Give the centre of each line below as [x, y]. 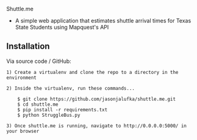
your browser [23, 131]
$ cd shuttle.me [38, 104]
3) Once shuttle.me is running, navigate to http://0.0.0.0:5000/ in [97, 126]
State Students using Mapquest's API [62, 27]
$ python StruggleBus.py [49, 115]
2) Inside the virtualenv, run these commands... [71, 88]
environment [21, 78]
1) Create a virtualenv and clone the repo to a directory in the [92, 72]
